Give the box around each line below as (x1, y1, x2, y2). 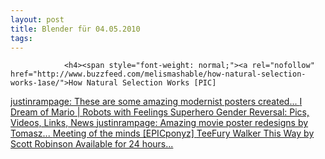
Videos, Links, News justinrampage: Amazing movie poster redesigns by (10, 117, 309, 129)
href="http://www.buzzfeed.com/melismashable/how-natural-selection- (10, 69, 307, 80)
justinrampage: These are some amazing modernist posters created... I (10, 96, 303, 108)
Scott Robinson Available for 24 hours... (10, 138, 174, 150)
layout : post (10, 14, 65, 25)
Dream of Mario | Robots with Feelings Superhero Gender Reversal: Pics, (10, 106, 310, 118)
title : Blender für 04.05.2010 (10, 24, 141, 34)
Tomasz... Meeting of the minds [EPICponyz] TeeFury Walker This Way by (10, 127, 315, 140)
